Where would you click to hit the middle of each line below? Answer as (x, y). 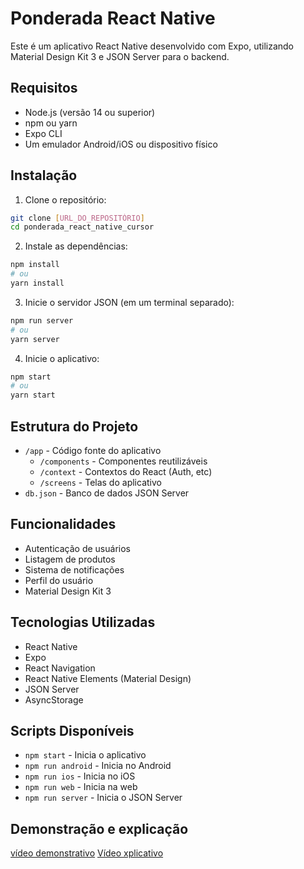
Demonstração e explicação (99, 828)
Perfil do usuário (59, 580)
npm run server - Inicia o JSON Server (103, 798)
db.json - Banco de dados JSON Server (107, 493)
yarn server (35, 339)
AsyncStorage (54, 699)
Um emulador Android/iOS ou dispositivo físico (121, 144)
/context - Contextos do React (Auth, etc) (126, 471)
